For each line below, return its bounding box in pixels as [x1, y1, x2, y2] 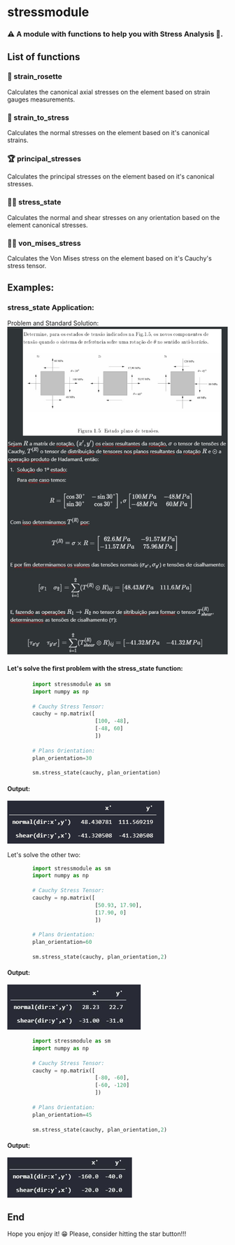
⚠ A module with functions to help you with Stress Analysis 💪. [7, 29, 224, 39]
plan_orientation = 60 [32, 939, 92, 946]
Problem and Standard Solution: [7, 319, 99, 327]
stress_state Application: [7, 302, 94, 312]
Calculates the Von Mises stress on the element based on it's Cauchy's [7, 253, 212, 263]
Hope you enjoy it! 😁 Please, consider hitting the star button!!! [7, 1230, 187, 1238]
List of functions [7, 50, 80, 63]
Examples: [7, 281, 55, 294]
